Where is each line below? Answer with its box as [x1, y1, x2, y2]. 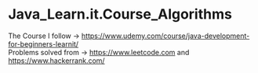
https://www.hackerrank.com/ [8, 56, 105, 65]
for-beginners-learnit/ [8, 39, 79, 48]
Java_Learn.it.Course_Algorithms [8, 5, 233, 23]
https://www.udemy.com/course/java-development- [81, 31, 250, 40]
